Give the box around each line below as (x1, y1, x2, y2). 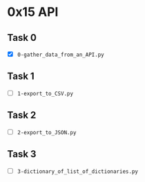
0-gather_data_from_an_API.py (17, 51, 105, 58)
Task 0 (7, 32, 37, 44)
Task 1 (7, 71, 35, 82)
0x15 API (7, 4, 59, 20)
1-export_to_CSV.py (17, 90, 74, 97)
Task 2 (7, 109, 37, 121)
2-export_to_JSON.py (17, 129, 77, 136)
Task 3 (7, 148, 37, 160)
